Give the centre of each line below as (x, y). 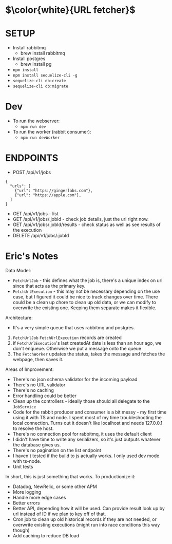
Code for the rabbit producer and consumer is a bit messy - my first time (90, 412)
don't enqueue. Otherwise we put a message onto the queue (77, 348)
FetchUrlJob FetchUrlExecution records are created (67, 337)
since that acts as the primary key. (49, 286)
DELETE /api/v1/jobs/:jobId (41, 236)
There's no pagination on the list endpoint (57, 450)
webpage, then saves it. (38, 359)
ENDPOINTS (32, 158)
